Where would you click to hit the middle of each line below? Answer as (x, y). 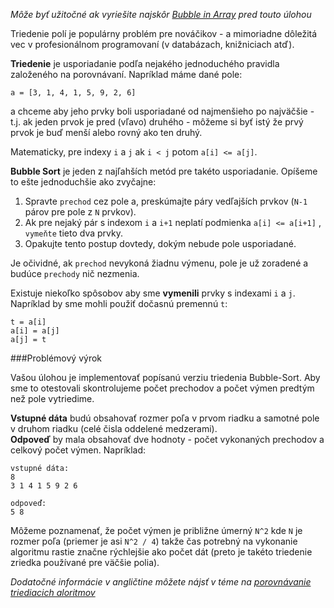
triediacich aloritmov (53, 592)
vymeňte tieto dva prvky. (73, 233)
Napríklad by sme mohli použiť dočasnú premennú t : (119, 303)
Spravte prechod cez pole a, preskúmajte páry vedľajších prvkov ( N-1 (166, 201)
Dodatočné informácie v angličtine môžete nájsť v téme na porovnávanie (161, 582)
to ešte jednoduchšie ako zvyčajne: (83, 182)
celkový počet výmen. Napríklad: (78, 450)
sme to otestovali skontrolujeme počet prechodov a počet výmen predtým (162, 388)
